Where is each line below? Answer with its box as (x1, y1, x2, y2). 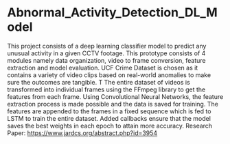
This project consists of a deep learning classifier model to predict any (7, 42, 207, 50)
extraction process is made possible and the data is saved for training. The (7, 100, 218, 108)
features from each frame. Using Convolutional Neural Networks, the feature (7, 92, 224, 100)
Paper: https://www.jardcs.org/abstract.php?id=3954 (7, 128, 158, 137)
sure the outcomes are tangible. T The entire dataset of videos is (7, 78, 190, 86)
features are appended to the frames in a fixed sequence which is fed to (7, 107, 211, 115)
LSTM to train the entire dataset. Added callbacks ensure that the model (7, 114, 211, 122)
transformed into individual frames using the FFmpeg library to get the (7, 85, 206, 93)
